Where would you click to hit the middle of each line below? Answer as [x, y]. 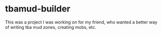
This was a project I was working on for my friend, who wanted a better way [81, 22]
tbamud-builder [38, 9]
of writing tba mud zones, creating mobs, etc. [51, 27]
